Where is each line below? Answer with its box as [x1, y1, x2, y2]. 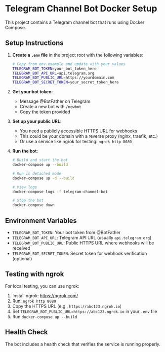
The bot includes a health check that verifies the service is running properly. [5, 341, 161, 347]
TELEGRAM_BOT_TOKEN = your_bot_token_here [12, 66, 97, 71]
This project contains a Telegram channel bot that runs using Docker [5, 19, 145, 25]
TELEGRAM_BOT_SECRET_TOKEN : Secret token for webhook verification [12, 250, 147, 256]
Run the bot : [12, 148, 38, 154]
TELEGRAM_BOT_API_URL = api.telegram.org [12, 71, 95, 76]
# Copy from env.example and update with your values [12, 61, 125, 67]
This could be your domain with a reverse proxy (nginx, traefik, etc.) [19, 133, 158, 139]
